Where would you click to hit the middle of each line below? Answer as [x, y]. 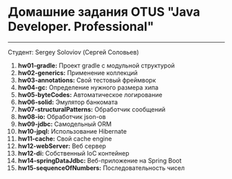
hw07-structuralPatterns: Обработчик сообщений [92, 109]
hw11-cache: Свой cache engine [65, 138]
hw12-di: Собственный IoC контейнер [73, 153]
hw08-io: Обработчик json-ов [62, 116]
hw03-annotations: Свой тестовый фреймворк [87, 80]
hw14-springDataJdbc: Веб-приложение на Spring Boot [99, 160]
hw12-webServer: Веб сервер [62, 146]
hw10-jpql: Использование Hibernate [72, 131]
